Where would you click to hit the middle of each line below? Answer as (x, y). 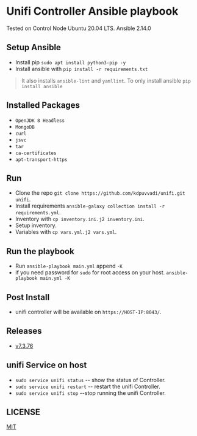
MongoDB (25, 127)
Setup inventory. (36, 225)
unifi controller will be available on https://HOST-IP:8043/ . (88, 312)
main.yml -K (55, 279)
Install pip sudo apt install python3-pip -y (70, 62)
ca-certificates (36, 153)
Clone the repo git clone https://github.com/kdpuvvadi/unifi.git (100, 193)
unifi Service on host (47, 365)
